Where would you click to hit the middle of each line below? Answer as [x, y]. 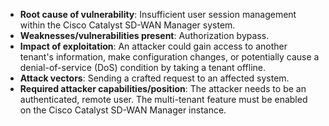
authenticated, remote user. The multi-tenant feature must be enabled [163, 99]
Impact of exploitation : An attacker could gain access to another [153, 46]
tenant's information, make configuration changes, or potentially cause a [169, 57]
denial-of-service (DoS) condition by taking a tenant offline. [143, 67]
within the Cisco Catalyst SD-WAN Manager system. [127, 25]
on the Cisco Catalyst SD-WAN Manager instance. [123, 110]
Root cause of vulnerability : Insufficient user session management [158, 14]
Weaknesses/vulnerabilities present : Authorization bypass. [144, 35]
